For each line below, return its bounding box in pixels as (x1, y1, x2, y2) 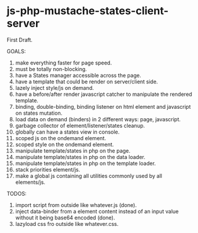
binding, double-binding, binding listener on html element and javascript (15, 103, 191, 110)
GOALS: (7, 47, 26, 54)
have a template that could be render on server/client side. (15, 78, 158, 85)
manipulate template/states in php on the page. (15, 147, 131, 154)
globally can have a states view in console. (15, 128, 120, 135)
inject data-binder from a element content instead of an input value (15, 208, 179, 215)
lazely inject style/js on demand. (15, 84, 94, 91)
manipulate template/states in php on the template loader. (15, 160, 156, 167)
